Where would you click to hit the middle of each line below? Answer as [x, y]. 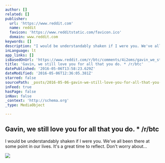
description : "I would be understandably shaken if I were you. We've [79, 46]
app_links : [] [20, 55]
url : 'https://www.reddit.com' [41, 23]
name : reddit [23, 28]
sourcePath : [17, 82]
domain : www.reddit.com [34, 37]
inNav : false [18, 96]
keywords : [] [18, 42]
